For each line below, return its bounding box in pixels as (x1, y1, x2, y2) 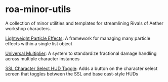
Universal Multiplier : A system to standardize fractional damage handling (5, 50, 157, 56)
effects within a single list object (5, 40, 72, 46)
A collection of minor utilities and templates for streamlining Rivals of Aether (5, 20, 163, 26)
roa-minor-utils (5, 4, 71, 15)
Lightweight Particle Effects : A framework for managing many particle (5, 35, 151, 41)
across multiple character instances (5, 55, 80, 61)
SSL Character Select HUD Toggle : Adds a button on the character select (5, 65, 158, 71)
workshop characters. (5, 25, 51, 31)
